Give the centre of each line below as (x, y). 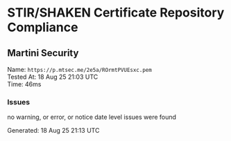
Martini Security (43, 53)
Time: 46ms (24, 84)
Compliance (43, 27)
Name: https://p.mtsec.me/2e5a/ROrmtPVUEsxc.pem (80, 69)
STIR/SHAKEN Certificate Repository (116, 13)
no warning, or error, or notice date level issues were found (92, 117)
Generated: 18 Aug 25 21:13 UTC (53, 131)
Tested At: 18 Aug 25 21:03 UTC (53, 77)
